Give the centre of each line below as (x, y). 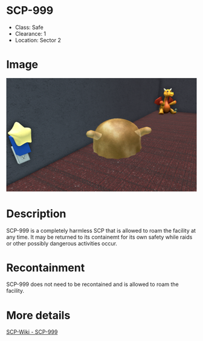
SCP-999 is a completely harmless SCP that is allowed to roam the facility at (101, 230)
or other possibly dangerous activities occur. (62, 243)
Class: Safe (29, 27)
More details (38, 315)
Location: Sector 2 (38, 40)
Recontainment (46, 268)
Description (36, 214)
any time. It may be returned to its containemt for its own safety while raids (99, 237)
